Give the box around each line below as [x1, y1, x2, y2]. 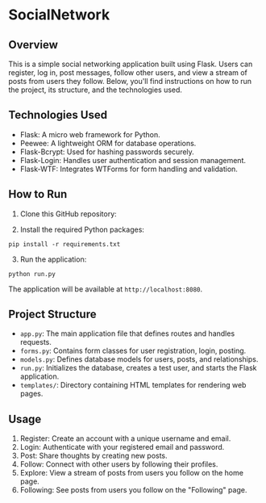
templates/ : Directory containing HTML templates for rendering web [19, 380, 247, 390]
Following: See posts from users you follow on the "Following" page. [19, 485, 247, 495]
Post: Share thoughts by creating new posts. [19, 451, 168, 461]
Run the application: [19, 254, 87, 264]
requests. [19, 337, 52, 347]
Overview [8, 38, 59, 52]
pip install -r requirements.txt [8, 240, 121, 248]
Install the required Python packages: [19, 224, 145, 234]
